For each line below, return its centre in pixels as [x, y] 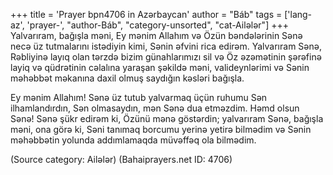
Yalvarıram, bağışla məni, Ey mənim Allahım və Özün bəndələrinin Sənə [156, 35]
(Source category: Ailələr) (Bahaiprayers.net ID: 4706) [121, 159]
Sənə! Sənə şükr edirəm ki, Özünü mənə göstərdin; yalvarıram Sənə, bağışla [167, 118]
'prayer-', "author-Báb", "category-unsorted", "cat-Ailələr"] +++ [157, 25]
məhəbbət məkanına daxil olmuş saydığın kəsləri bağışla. [127, 78]
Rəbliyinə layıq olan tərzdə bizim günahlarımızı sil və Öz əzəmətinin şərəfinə [166, 57]
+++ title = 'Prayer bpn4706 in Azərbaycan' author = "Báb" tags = [146, 14]
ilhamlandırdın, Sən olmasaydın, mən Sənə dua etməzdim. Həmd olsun [155, 108]
